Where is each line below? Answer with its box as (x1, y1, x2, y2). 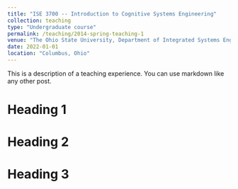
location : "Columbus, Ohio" (7, 50, 91, 57)
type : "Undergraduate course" (7, 23, 97, 30)
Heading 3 (7, 166, 69, 183)
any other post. (7, 76, 52, 85)
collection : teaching (7, 17, 72, 24)
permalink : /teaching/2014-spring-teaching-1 (7, 30, 144, 38)
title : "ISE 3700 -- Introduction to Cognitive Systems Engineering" (7, 10, 217, 18)
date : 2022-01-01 (7, 43, 59, 50)
